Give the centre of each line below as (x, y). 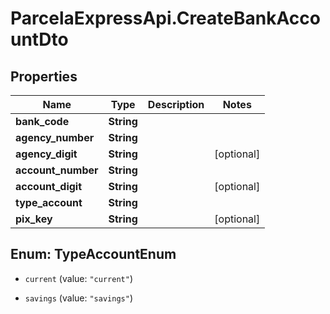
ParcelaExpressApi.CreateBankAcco (165, 18)
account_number (57, 170)
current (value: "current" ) (78, 278)
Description (176, 104)
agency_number (55, 137)
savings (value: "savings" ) (78, 298)
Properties (44, 76)
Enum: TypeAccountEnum (93, 254)
